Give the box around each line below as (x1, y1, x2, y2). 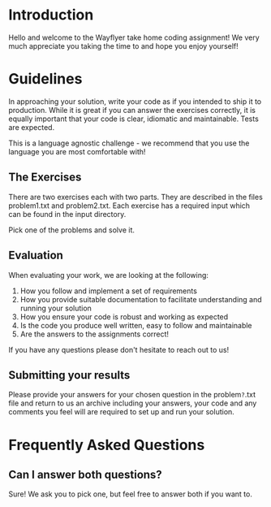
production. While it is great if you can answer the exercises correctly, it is (8, 105, 256, 115)
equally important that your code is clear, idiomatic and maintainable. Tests (8, 114, 260, 123)
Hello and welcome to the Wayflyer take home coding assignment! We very (8, 32, 260, 42)
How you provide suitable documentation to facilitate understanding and (19, 294, 262, 304)
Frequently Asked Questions (8, 435, 205, 454)
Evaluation (8, 249, 63, 262)
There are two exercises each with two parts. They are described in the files (8, 192, 264, 201)
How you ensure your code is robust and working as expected (19, 311, 229, 322)
